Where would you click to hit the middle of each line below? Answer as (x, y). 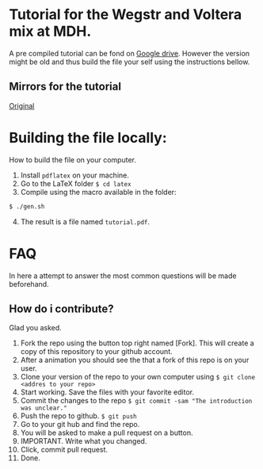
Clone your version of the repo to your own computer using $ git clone (138, 377)
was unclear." (44, 408)
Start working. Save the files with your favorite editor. (107, 392)
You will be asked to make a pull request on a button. (107, 433)
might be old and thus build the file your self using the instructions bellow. (130, 62)
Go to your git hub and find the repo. (80, 425)
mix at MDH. (50, 31)
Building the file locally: (88, 137)
